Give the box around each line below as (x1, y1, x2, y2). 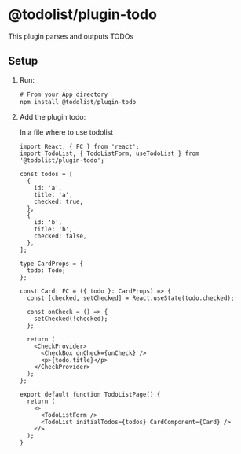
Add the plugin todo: (19, 112, 86, 121)
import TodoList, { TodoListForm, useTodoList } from (19, 149, 199, 157)
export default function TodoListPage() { (19, 390, 161, 398)
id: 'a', (34, 183, 63, 192)
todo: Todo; (27, 266, 66, 275)
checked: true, (34, 197, 84, 205)
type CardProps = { (19, 260, 84, 268)
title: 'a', (34, 190, 73, 198)
